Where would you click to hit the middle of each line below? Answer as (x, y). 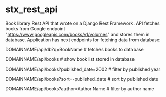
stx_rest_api (31, 9)
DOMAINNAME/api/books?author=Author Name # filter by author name (80, 89)
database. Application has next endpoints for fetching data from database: (83, 40)
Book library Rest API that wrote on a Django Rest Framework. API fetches (82, 23)
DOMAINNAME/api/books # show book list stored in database (70, 59)
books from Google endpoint (35, 28)
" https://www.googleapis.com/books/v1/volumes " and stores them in (77, 34)
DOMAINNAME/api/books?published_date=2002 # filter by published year (83, 69)
